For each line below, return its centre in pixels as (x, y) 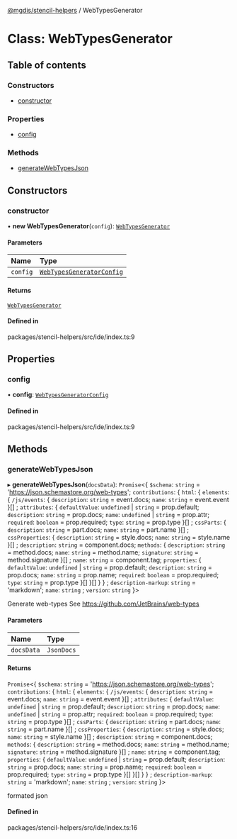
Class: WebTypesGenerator (90, 39)
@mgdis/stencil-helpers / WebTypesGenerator (75, 10)
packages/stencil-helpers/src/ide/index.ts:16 (73, 827)
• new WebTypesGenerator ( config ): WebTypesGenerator (89, 226)
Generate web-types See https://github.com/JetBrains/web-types (103, 604)
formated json (28, 795)
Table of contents (47, 65)
